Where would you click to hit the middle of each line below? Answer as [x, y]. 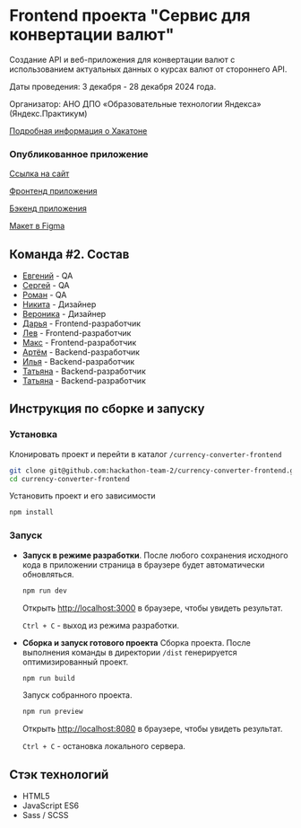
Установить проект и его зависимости [82, 496]
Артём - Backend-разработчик [81, 352]
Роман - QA [44, 295]
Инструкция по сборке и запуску [107, 409]
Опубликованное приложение [79, 154]
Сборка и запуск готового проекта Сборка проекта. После [136, 642]
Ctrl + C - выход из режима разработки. [101, 625]
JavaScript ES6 [51, 806]
